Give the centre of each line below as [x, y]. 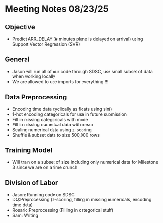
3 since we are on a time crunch [45, 167]
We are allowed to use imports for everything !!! [60, 81]
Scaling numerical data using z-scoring [52, 130]
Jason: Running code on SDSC [43, 195]
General [18, 60]
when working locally [34, 76]
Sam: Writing [25, 215]
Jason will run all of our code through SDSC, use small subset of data [82, 71]
